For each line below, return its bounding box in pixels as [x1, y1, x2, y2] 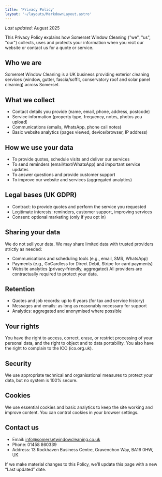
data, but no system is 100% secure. [5, 378, 78, 383]
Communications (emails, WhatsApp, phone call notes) [12, 124, 122, 130]
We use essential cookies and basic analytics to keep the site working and [5, 404, 153, 410]
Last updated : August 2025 [5, 25, 60, 31]
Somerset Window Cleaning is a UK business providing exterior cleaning [5, 71, 149, 78]
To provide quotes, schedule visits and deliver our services [12, 156, 130, 162]
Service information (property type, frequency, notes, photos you [12, 114, 143, 120]
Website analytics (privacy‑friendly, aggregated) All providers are [12, 266, 142, 271]
